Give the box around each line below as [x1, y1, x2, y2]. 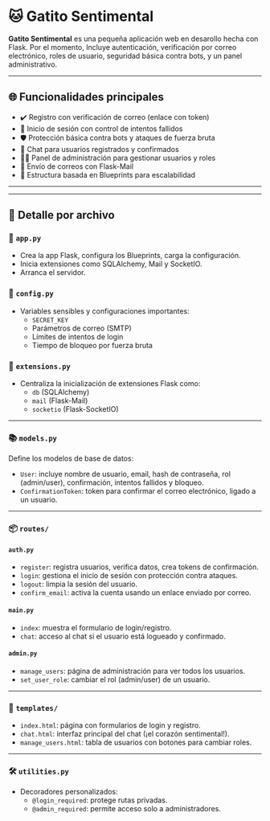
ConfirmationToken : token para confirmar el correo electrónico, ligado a [19, 486, 256, 496]
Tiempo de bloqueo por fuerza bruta [31, 340, 153, 350]
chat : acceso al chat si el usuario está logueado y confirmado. [19, 631, 227, 641]
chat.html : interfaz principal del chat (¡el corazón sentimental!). [19, 729, 230, 739]
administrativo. [8, 60, 58, 69]
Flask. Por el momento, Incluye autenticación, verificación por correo [8, 42, 237, 51]
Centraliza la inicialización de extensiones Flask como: [19, 379, 201, 388]
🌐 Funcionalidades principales [8, 90, 165, 104]
